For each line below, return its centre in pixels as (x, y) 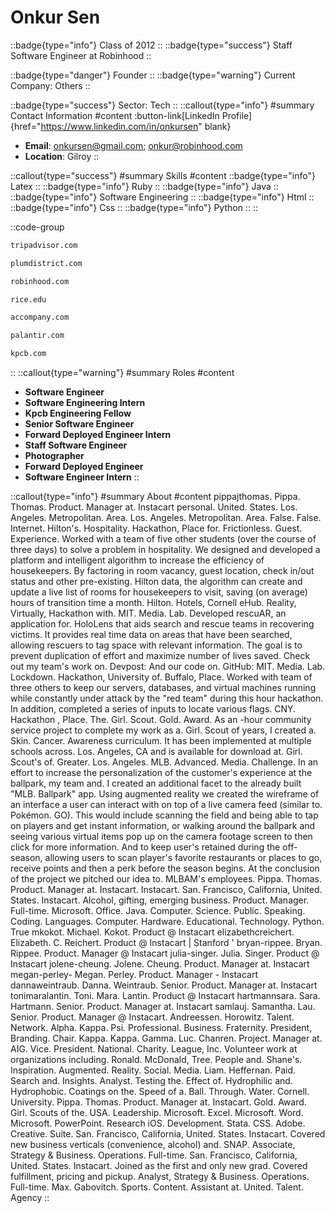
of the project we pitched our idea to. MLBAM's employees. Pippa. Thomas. (166, 879)
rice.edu (28, 299)
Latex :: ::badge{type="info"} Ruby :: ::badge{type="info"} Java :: (144, 186)
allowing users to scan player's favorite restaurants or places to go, (183, 858)
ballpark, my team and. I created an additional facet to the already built (156, 783)
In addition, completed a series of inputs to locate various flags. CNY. (153, 709)
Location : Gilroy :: (62, 156)
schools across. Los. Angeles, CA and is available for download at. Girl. (156, 752)
